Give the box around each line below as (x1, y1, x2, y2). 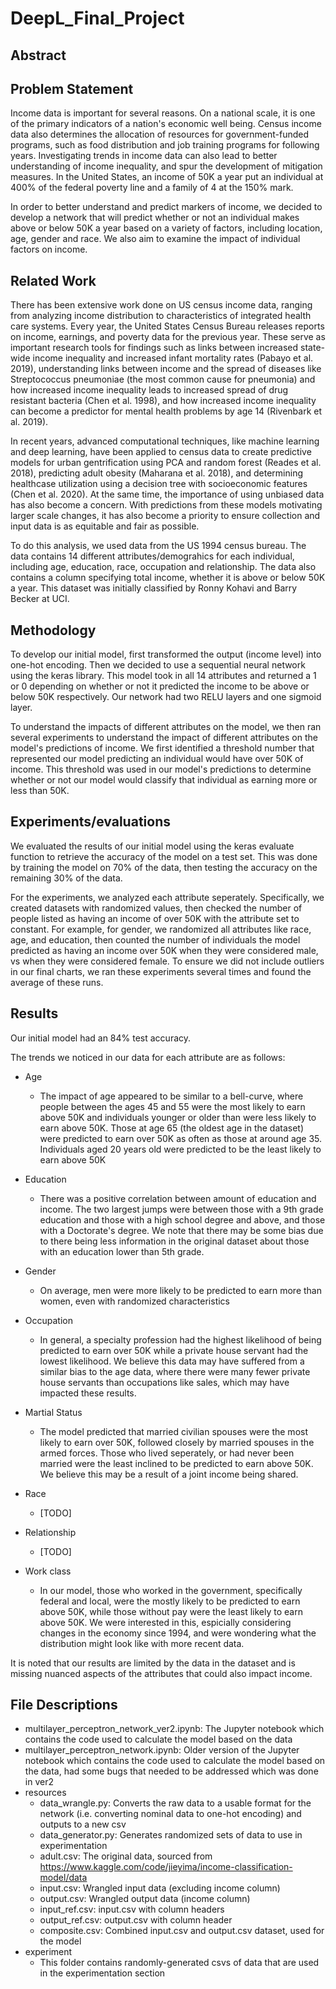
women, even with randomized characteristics (39, 1295, 230, 1307)
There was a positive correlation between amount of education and (39, 1192, 317, 1204)
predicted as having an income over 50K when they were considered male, (10, 944, 319, 956)
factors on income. (10, 243, 88, 256)
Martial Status (24, 1406, 83, 1418)
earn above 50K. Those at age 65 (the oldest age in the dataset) (39, 1122, 305, 1134)
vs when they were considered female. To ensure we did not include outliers (10, 955, 325, 967)
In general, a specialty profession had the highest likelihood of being (39, 1333, 322, 1346)
